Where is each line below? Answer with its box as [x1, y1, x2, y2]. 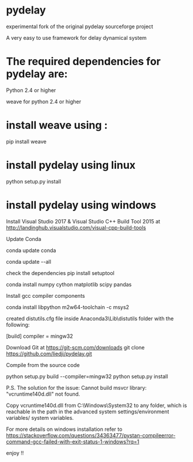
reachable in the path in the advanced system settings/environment [6, 408, 170, 415]
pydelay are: [6, 67, 68, 81]
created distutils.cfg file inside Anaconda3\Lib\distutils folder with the [6, 315, 174, 322]
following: [6, 321, 30, 328]
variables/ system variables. [6, 414, 75, 421]
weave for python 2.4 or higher [6, 98, 82, 105]
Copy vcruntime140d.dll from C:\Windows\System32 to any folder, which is [6, 402, 187, 409]
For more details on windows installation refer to [6, 426, 123, 433]
